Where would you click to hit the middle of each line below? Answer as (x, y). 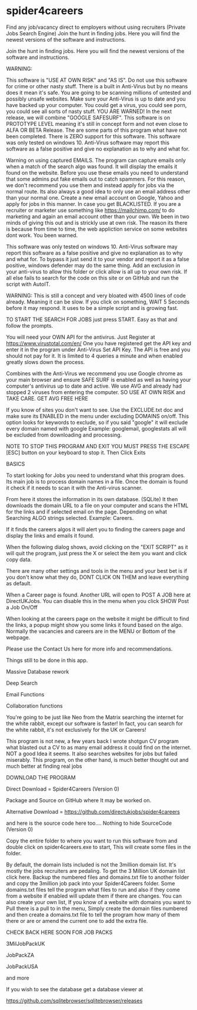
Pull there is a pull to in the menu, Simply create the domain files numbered (97, 908)
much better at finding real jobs (44, 766)
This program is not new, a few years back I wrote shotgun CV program (93, 741)
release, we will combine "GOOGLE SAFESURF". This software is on (88, 117)
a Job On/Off (22, 607)
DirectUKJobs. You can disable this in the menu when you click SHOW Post (98, 601)
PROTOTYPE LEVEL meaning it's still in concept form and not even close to (97, 124)
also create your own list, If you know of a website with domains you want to (98, 902)
